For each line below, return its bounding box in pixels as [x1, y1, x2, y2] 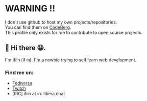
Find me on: [5, 69, 34, 76]
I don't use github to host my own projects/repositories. [5, 19, 117, 25]
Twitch [12, 85, 26, 91]
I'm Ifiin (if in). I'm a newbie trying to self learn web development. [5, 57, 137, 63]
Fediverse [12, 80, 33, 86]
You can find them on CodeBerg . [5, 24, 71, 30]
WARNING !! [5, 3, 55, 14]
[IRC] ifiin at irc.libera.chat [12, 91, 65, 97]
